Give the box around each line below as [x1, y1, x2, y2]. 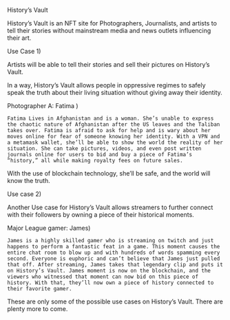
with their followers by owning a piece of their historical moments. [7, 211, 194, 219]
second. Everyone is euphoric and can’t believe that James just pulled [7, 255, 220, 262]
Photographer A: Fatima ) [7, 102, 79, 109]
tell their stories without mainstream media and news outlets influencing [7, 27, 211, 34]
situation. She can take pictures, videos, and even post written [7, 145, 202, 152]
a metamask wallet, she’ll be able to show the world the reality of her [7, 139, 224, 146]
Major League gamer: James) [7, 224, 91, 232]
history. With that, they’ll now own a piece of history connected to [7, 279, 214, 286]
